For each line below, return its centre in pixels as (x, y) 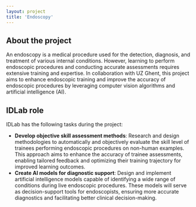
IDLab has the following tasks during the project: (64, 125)
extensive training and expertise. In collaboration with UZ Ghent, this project (98, 73)
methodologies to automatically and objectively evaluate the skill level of (102, 142)
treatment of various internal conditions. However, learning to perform (90, 61)
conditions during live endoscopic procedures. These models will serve (101, 185)
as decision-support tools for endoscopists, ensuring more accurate (97, 192)
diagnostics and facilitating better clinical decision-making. (85, 198)
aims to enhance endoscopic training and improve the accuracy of (86, 80)
